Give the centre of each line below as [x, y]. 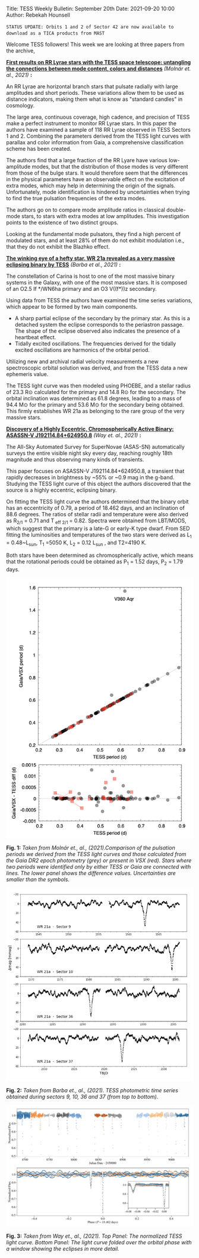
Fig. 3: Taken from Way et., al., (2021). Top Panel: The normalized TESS [94, 1236]
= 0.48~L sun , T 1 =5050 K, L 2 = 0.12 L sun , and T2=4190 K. [76, 543]
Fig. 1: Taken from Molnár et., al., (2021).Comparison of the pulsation [91, 848]
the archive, [21, 51]
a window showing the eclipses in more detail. [63, 1248]
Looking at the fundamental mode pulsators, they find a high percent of [94, 234]
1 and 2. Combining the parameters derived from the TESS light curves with [99, 136]
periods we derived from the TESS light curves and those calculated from [96, 854]
